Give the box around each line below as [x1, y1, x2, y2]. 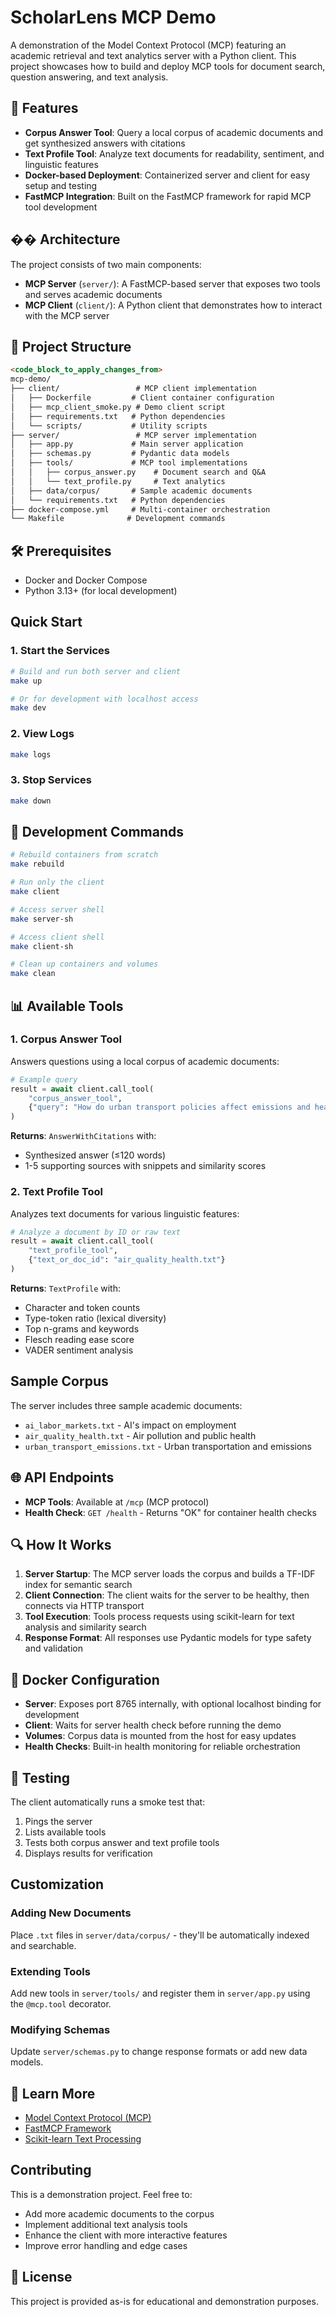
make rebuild [10, 859, 65, 870]
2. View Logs [10, 727, 75, 741]
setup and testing [24, 179, 98, 191]
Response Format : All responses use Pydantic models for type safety [24, 1632, 312, 1644]
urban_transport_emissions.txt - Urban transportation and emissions [24, 1440, 313, 1452]
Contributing [10, 2162, 92, 2179]
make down [10, 796, 52, 806]
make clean [10, 969, 56, 979]
